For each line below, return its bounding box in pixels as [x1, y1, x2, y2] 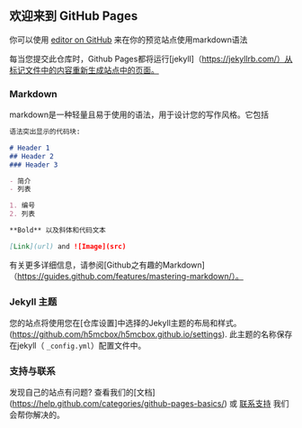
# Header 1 [9, 143, 50, 152]
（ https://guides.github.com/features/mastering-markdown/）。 [9, 270, 244, 281]
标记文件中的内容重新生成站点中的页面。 [9, 64, 159, 75]
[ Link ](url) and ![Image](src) [9, 241, 127, 250]
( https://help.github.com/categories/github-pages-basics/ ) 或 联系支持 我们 [9, 398, 289, 409]
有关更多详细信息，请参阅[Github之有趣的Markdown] [9, 260, 205, 270]
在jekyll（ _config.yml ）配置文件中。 [9, 341, 147, 351]
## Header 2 [9, 151, 54, 160]
